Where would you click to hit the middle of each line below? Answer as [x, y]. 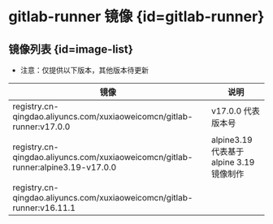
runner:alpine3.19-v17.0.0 [65, 167]
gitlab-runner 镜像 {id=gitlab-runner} [136, 17]
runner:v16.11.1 [44, 208]
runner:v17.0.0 [41, 127]
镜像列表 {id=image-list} [71, 49]
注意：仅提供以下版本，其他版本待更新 [84, 70]
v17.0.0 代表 [235, 111]
